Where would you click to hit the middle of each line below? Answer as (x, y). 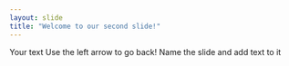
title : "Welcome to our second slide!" (85, 26)
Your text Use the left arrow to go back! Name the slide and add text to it (145, 52)
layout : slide (36, 18)
